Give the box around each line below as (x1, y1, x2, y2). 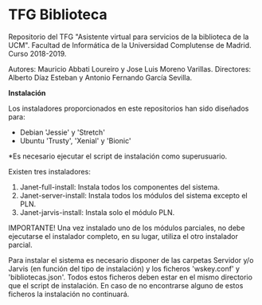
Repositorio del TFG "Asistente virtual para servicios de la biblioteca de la (8, 32, 249, 41)
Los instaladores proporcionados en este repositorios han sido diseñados (8, 104, 249, 113)
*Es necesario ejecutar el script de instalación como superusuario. (8, 151, 228, 161)
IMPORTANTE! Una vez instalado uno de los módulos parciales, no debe (8, 223, 245, 233)
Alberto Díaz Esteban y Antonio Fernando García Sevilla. (8, 72, 193, 82)
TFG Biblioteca (8, 6, 108, 24)
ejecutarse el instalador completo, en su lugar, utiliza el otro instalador (8, 231, 239, 240)
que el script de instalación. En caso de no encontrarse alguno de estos (8, 280, 244, 290)
